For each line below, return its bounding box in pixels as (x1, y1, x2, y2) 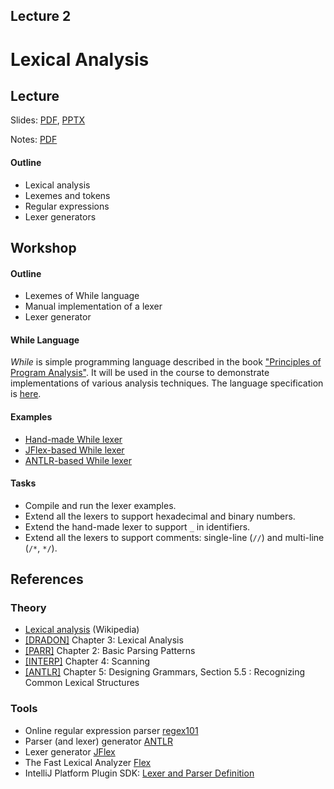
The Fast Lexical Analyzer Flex (24, 756, 152, 768)
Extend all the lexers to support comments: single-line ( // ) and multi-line (24, 531, 325, 543)
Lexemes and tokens (24, 189, 111, 201)
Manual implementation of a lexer (24, 300, 163, 313)
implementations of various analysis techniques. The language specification (10, 377, 324, 389)
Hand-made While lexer (24, 433, 123, 445)
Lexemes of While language (24, 290, 140, 302)
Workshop (10, 239, 77, 256)
